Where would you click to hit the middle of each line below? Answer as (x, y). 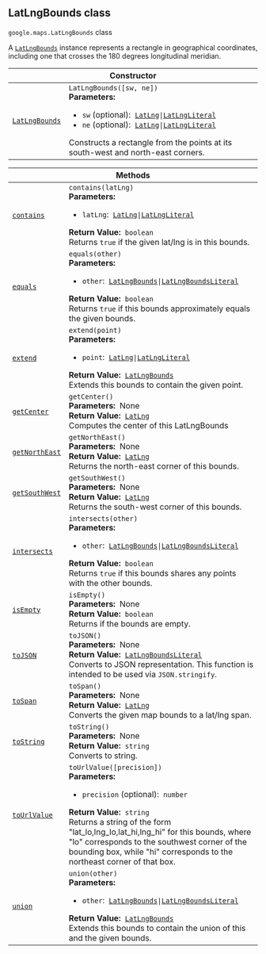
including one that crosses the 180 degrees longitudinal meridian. (115, 56)
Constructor (133, 75)
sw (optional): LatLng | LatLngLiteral (149, 114)
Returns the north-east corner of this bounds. (154, 466)
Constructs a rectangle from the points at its (150, 142)
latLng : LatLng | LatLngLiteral (138, 214)
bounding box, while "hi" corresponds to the (151, 852)
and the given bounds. (110, 937)
